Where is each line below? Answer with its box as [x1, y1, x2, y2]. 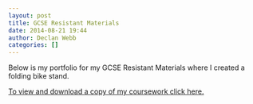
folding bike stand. [8, 71, 69, 81]
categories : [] [8, 41, 59, 49]
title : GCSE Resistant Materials [8, 19, 120, 27]
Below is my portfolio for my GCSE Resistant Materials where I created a [8, 63, 245, 72]
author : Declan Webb [8, 33, 77, 42]
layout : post [8, 11, 52, 20]
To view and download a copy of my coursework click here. [8, 87, 204, 96]
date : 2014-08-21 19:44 [8, 26, 88, 34]
